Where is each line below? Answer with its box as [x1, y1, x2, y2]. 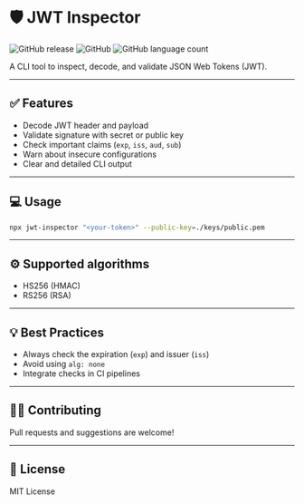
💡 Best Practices [9, 325, 104, 340]
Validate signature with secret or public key [22, 129, 184, 141]
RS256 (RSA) [22, 290, 72, 301]
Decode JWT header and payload [22, 120, 149, 131]
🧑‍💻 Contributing [9, 402, 102, 418]
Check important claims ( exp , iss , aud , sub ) [22, 139, 182, 150]
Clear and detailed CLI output [22, 158, 133, 169]
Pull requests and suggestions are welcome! [9, 427, 175, 438]
